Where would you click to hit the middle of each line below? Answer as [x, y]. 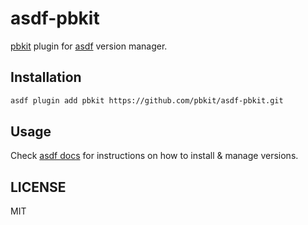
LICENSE [38, 187]
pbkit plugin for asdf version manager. [89, 46]
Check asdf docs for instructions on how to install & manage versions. [154, 156]
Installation [46, 77]
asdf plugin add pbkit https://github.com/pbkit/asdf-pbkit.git [147, 100]
